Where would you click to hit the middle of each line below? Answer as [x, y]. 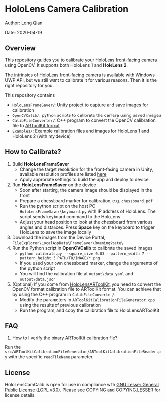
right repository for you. [29, 85]
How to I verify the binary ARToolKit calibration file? [65, 338]
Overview [21, 48]
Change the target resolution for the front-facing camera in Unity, [86, 169]
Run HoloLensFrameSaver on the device [54, 185]
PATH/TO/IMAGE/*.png [79, 258]
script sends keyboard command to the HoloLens [70, 216]
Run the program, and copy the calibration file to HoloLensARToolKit [89, 310]
